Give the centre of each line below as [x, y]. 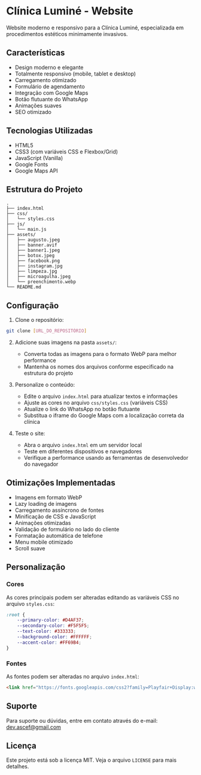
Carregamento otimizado [45, 80]
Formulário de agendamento [50, 86]
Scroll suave [30, 548]
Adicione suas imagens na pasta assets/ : [66, 342]
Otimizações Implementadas [61, 483]
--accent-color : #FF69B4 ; [49, 643]
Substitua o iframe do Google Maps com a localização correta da [104, 415]
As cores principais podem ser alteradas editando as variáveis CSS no [93, 597]
